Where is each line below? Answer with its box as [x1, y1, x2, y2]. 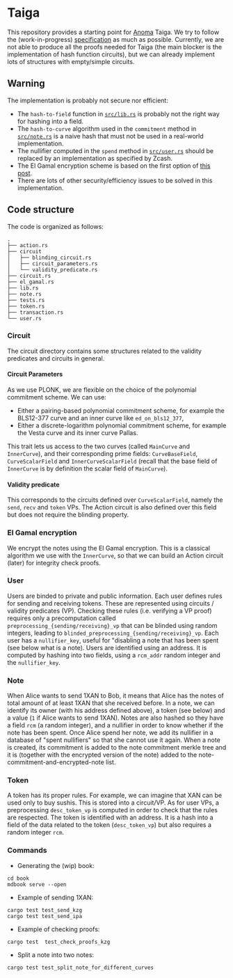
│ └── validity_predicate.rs [7, 266, 98, 273]
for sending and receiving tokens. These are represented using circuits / [7, 599, 214, 607]
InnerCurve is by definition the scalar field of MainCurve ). [7, 464, 168, 473]
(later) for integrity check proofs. [7, 558, 101, 567]
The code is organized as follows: [7, 222, 104, 230]
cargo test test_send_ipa [7, 913, 82, 920]
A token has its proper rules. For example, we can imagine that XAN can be [7, 791, 223, 800]
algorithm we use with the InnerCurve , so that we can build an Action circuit [7, 551, 224, 560]
